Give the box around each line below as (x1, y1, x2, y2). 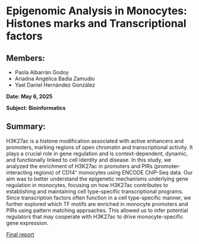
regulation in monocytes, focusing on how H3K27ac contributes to (6, 181, 168, 188)
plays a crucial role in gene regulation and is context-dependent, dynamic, (6, 150, 188, 157)
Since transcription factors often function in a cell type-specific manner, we (6, 194, 191, 201)
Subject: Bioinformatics (6, 104, 66, 111)
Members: (6, 53, 46, 63)
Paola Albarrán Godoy (14, 69, 70, 75)
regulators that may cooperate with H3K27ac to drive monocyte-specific (6, 213, 184, 220)
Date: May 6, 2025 (6, 93, 53, 100)
